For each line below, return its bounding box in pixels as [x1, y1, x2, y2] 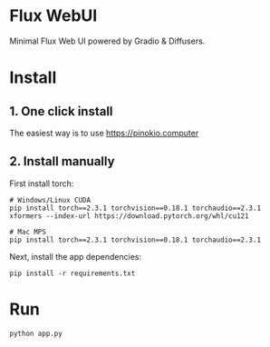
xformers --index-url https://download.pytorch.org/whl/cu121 [9, 211, 249, 221]
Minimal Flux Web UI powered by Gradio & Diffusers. [9, 35, 206, 46]
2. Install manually [9, 154, 115, 169]
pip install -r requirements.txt [9, 269, 136, 278]
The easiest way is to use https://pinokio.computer [9, 127, 199, 138]
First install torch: [9, 178, 74, 189]
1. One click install [9, 104, 113, 119]
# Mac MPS [9, 227, 47, 236]
